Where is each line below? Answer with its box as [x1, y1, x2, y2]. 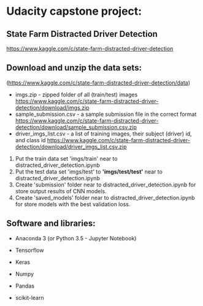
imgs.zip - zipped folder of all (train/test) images [15, 91, 138, 98]
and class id [15, 136, 46, 143]
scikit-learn [15, 294, 44, 301]
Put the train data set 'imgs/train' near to [15, 155, 118, 162]
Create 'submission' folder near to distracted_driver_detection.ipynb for [15, 181, 196, 188]
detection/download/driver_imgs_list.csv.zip [15, 143, 127, 150]
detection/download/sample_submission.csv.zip [15, 123, 137, 131]
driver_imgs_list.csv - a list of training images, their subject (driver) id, [15, 130, 192, 137]
